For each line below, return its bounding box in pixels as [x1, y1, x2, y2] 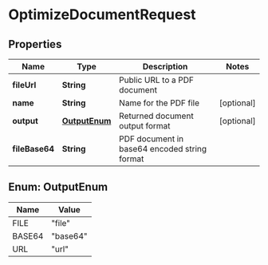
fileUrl [12, 80, 37, 90]
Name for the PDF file [119, 97, 199, 109]
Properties [8, 38, 62, 51]
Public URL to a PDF [119, 74, 194, 85]
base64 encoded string [119, 144, 207, 154]
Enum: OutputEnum [8, 180, 108, 194]
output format [119, 121, 171, 131]
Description [142, 61, 188, 72]
